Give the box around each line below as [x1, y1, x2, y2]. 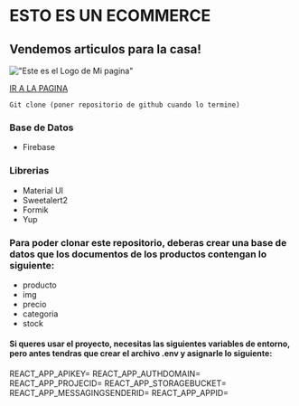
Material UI [22, 184, 64, 195]
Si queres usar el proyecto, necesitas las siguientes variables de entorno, [9, 338, 291, 349]
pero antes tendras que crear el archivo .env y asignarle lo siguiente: [9, 348, 273, 359]
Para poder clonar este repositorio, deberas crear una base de [9, 236, 287, 249]
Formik [22, 204, 49, 215]
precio [22, 298, 47, 309]
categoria [22, 308, 59, 319]
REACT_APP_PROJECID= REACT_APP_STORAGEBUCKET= [9, 378, 228, 389]
